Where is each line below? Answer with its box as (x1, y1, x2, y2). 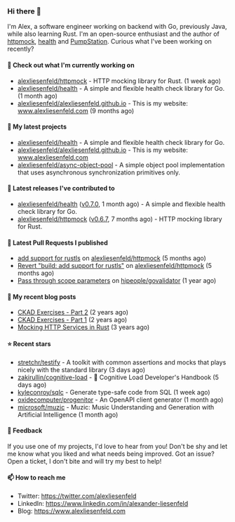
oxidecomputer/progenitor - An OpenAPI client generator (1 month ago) (17, 395, 224, 404)
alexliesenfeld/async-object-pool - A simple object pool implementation (17, 160, 225, 169)
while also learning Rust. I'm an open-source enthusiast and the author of (7, 30, 220, 38)
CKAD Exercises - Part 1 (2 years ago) (17, 316, 128, 324)
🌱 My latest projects (7, 122, 67, 131)
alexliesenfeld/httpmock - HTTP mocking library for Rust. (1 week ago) (17, 77, 221, 85)
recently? (7, 45, 34, 53)
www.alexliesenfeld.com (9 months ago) (17, 106, 135, 115)
